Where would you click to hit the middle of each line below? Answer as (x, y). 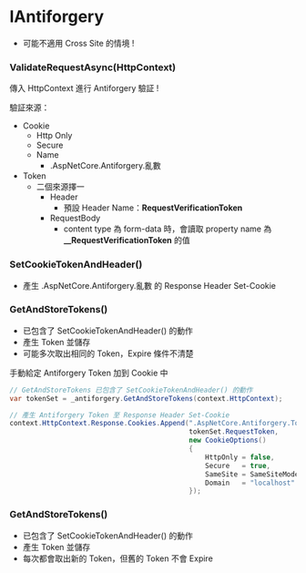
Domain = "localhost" (250, 483)
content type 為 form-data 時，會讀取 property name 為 (168, 229)
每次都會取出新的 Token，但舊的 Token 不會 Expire (118, 558)
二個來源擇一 (60, 187)
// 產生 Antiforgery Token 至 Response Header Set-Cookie (120, 415)
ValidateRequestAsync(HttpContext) (93, 67)
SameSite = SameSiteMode (252, 474)
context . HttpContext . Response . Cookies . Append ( (99, 424)
